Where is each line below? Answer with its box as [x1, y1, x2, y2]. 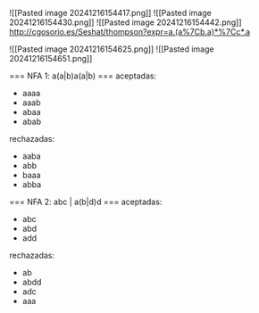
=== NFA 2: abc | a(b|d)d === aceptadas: [9, 196, 163, 207]
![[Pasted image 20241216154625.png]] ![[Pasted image [9, 44, 214, 54]
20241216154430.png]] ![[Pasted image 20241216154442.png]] [9, 17, 243, 28]
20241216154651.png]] [9, 54, 93, 63]
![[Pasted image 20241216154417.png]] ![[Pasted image [9, 8, 212, 18]
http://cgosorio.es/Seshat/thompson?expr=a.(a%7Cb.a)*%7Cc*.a [9, 27, 251, 37]
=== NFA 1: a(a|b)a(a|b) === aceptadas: [9, 70, 157, 81]
